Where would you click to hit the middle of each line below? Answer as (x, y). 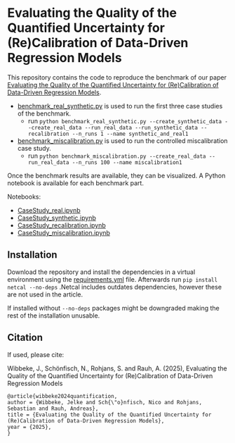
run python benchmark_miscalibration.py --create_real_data (117, 156)
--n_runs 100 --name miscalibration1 (127, 162)
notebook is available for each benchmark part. (75, 183)
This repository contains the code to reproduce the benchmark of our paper (117, 77)
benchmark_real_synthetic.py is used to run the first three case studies (120, 106)
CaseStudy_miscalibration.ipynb (64, 232)
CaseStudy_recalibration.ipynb (62, 225)
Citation (25, 338)
